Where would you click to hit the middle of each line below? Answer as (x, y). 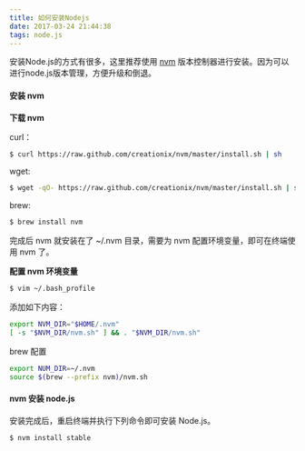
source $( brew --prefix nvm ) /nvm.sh (79, 377)
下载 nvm (27, 117)
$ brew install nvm (46, 222)
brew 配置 (28, 351)
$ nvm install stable (50, 437)
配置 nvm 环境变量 (44, 271)
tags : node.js (36, 35)
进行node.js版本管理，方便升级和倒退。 (83, 73)
